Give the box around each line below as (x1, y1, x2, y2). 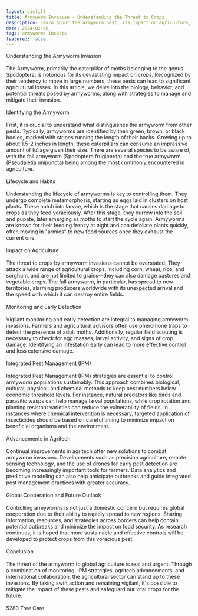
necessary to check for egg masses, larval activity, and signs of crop (6, 335, 174, 341)
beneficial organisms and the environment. (6, 423, 110, 429)
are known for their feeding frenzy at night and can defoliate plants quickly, (6, 222, 189, 229)
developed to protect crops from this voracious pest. (6, 536, 134, 542)
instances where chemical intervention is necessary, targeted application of (6, 410, 190, 417)
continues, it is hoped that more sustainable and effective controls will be (6, 529, 184, 536)
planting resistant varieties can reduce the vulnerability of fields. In (6, 404, 169, 410)
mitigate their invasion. (6, 96, 61, 103)
